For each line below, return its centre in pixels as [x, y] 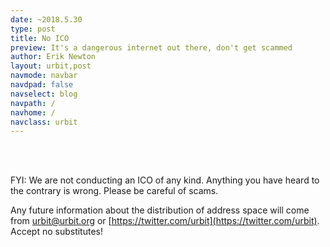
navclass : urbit [44, 122]
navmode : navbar [44, 76]
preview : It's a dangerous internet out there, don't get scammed [151, 47]
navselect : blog [44, 94]
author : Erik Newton [53, 57]
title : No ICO [40, 38]
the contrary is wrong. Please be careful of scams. [114, 191]
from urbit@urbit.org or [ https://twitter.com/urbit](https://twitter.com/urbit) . [165, 221]
